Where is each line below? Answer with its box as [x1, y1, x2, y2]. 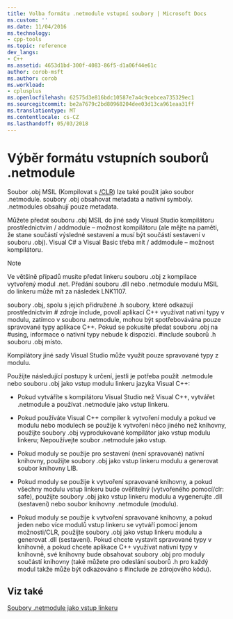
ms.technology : [7, 29, 51, 37]
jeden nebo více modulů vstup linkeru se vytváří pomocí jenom [17, 521, 198, 529]
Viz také [7, 585, 44, 597]
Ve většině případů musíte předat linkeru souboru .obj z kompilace [7, 273, 197, 281]
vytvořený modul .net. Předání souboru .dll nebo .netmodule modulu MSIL [7, 280, 219, 289]
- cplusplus [7, 88, 42, 95]
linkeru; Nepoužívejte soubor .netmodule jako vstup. [17, 436, 167, 444]
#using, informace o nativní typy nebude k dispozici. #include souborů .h [7, 330, 216, 339]
